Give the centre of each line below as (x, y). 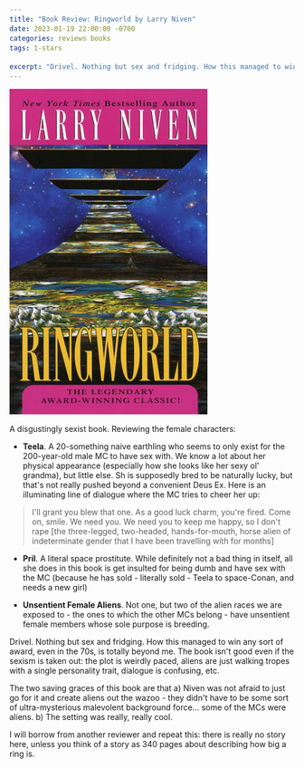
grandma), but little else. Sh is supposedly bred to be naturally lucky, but (157, 475)
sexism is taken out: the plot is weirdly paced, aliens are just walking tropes (150, 660)
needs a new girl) (55, 587)
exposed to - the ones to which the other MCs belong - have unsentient (156, 614)
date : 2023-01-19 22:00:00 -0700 (72, 29)
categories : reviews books (60, 38)
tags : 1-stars (36, 48)
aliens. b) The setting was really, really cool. (91, 716)
